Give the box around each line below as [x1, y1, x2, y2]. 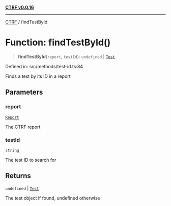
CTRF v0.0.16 [5, 5, 34, 10]
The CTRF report [5, 124, 41, 130]
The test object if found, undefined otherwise [5, 195, 100, 201]
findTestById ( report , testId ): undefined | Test [17, 53, 116, 60]
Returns [5, 171, 32, 180]
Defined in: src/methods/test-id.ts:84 [5, 63, 83, 69]
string [5, 148, 19, 153]
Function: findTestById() [5, 37, 111, 48]
